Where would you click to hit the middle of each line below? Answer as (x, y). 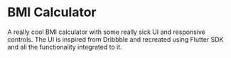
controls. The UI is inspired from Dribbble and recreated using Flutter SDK (116, 39)
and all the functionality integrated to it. (65, 47)
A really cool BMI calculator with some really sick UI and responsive (107, 32)
